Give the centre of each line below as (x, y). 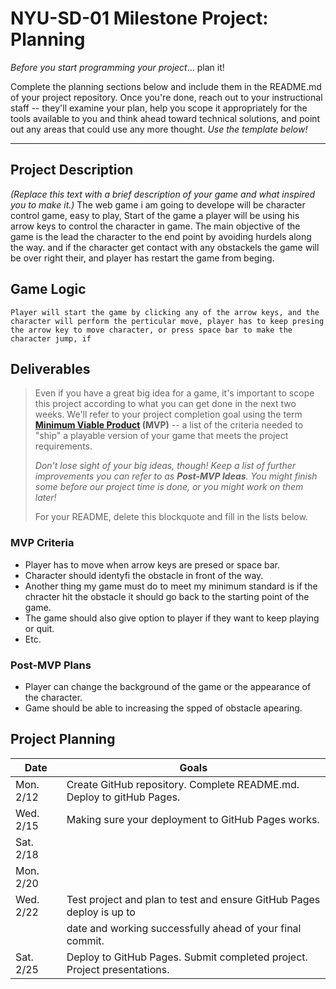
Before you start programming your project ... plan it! (117, 67)
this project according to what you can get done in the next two (165, 404)
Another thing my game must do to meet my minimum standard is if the (171, 586)
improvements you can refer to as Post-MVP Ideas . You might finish (176, 476)
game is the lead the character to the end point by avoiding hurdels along (161, 236)
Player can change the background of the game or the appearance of (168, 686)
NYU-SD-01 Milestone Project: (139, 18)
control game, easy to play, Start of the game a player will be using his (155, 215)
